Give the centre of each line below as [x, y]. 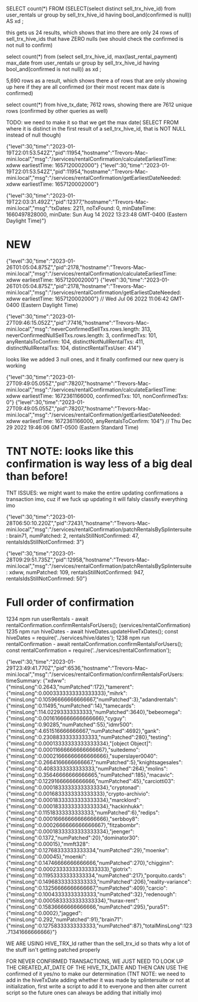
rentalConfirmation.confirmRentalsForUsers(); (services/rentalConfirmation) [98, 625]
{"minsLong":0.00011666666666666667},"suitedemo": [73, 749]
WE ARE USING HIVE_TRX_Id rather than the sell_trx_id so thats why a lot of [98, 943]
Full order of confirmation [70, 602]
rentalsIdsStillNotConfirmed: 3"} [45, 542]
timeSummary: [24, 680]
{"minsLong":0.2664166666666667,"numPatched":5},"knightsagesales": [95, 762]
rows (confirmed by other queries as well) [57, 111]
